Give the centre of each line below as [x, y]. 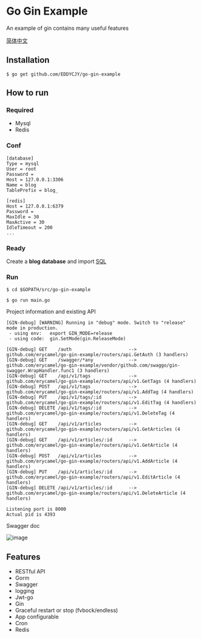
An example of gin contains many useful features [68, 28]
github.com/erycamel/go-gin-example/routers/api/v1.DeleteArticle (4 [96, 493]
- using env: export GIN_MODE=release [61, 334]
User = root [21, 169]
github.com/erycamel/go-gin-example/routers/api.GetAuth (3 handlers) [97, 355]
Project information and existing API [51, 312]
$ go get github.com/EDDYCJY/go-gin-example [63, 74]
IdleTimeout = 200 [29, 227]
